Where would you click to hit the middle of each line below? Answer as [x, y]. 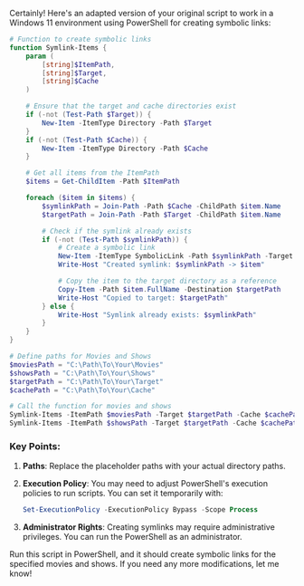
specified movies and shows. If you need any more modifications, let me [144, 564]
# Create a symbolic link [106, 248]
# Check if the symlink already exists [117, 231]
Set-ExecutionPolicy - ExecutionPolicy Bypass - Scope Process [140, 510]
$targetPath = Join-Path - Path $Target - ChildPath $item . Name [161, 215]
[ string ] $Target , [74, 73]
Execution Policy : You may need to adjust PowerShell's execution [145, 484]
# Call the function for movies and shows [90, 407]
